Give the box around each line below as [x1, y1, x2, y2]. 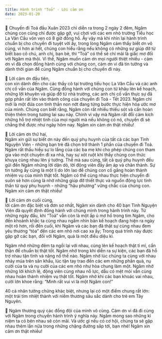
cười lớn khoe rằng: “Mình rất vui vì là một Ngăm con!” [5, 278, 113, 284]
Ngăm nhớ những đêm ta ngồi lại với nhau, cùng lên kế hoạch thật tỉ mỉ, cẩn [5, 243, 156, 248]
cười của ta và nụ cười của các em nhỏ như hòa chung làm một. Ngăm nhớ [5, 263, 154, 269]
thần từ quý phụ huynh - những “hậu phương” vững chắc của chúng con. [5, 183, 151, 188]
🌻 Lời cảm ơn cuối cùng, [5, 197, 53, 203]
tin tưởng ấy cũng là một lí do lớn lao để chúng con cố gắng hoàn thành [5, 167, 147, 173]
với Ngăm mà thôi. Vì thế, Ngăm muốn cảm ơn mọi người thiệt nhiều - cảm [5, 56, 153, 62]
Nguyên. [5, 298, 22, 304]
